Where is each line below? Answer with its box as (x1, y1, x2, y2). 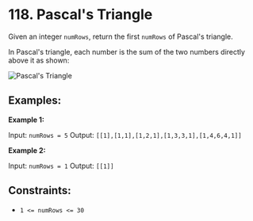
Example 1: (8, 115, 45, 124)
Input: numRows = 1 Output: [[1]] (8, 161, 114, 170)
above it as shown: (8, 55, 70, 65)
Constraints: (8, 184, 71, 197)
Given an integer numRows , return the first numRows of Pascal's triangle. (8, 32, 234, 41)
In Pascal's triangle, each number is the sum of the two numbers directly (8, 47, 246, 56)
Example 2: (8, 145, 46, 155)
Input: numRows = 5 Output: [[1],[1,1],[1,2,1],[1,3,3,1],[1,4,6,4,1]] (8, 130, 242, 139)
